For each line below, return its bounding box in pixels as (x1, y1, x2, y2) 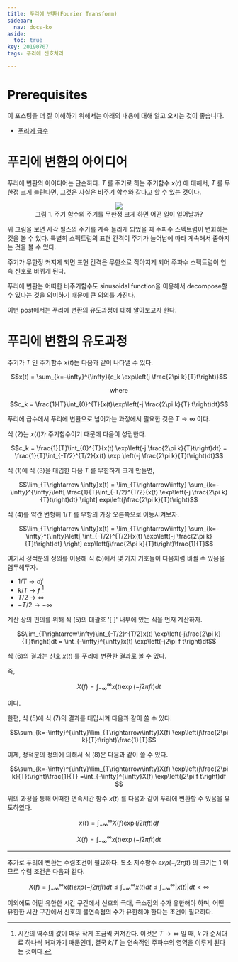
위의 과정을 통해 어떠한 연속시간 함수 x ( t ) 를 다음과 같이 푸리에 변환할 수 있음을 (7, 794, 223, 803)
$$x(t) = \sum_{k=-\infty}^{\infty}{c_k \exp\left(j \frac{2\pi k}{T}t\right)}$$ (10, 372, 228, 381)
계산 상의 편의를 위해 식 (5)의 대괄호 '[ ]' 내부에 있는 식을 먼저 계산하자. (7, 615, 203, 624)
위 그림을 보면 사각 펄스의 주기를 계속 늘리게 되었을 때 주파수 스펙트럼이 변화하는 (7, 225, 229, 233)
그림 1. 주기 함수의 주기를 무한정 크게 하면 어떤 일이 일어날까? (35, 210, 203, 218)
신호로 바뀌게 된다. (14, 266, 66, 275)
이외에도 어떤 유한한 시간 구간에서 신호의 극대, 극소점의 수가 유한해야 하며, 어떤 (7, 899, 225, 907)
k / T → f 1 (17, 584, 45, 594)
